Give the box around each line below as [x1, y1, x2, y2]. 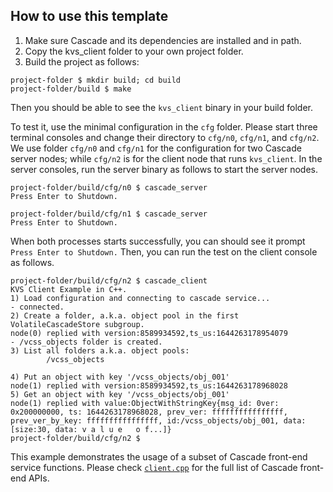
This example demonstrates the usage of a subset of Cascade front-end [10, 450, 308, 463]
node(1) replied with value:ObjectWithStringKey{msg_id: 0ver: [10, 398, 280, 408]
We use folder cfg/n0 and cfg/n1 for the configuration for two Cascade [10, 142, 302, 154]
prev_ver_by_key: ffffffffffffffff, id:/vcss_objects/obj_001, [10, 415, 280, 426]
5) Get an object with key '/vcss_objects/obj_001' [10, 389, 230, 399]
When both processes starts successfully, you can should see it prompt [10, 235, 306, 247]
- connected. [10, 302, 65, 312]
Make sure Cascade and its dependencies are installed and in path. [24, 34, 302, 46]
